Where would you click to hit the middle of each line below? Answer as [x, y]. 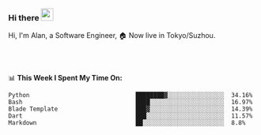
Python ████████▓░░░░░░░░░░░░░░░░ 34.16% [130, 96]
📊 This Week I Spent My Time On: [65, 78]
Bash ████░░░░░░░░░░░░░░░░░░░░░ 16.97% [130, 103]
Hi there [24, 17]
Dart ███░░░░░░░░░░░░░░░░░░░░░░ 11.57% [130, 116]
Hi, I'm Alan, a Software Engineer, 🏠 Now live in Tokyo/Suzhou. [112, 36]
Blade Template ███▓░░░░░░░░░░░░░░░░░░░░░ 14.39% [130, 109]
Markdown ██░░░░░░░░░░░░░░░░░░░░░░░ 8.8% [127, 123]
